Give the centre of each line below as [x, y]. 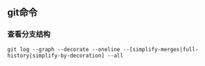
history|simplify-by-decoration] [56, 55]
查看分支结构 [29, 34]
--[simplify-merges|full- [161, 49]
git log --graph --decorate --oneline [64, 49]
